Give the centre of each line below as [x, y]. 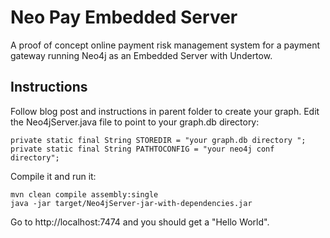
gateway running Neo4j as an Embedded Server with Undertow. [141, 55]
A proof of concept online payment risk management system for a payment [165, 45]
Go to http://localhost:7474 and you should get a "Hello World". [140, 222]
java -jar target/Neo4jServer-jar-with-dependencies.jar [131, 203]
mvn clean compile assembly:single [84, 194]
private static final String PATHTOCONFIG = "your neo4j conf [142, 149]
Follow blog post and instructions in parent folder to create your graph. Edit [165, 111]
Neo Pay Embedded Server [124, 17]
